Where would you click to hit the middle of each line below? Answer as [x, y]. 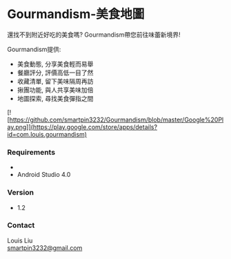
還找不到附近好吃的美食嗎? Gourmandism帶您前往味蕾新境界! [94, 35]
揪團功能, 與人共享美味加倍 [55, 90]
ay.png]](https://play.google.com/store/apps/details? [82, 127]
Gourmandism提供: [34, 49]
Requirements [31, 152]
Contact [21, 225]
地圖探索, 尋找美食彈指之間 [55, 98]
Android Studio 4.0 [44, 175]
